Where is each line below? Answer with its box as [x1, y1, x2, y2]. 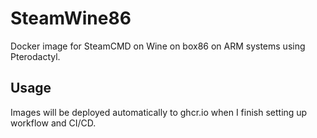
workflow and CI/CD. [10, 117, 97, 129]
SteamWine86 [10, 7, 132, 30]
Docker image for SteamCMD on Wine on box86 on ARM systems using [10, 40, 306, 52]
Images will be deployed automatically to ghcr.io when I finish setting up [10, 106, 308, 118]
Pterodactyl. [10, 50, 61, 62]
